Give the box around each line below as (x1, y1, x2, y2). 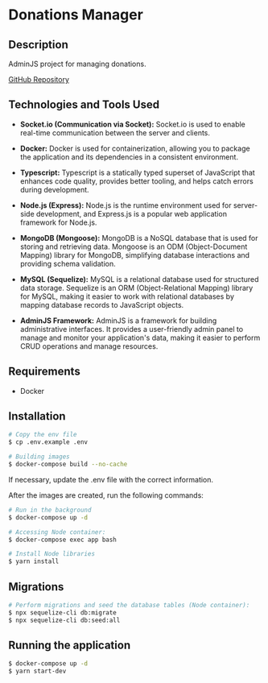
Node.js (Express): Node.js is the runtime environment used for (19, 200, 232, 210)
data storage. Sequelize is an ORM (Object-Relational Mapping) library (19, 283, 254, 292)
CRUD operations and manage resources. (19, 341, 159, 351)
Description (8, 38, 68, 52)
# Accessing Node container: (8, 528, 106, 536)
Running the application (8, 639, 131, 652)
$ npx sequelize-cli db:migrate (8, 608, 117, 617)
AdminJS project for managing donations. (8, 59, 146, 68)
